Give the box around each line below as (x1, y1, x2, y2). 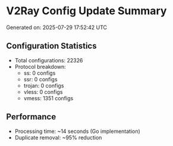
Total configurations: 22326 (14, 56, 83, 64)
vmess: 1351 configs (23, 94, 74, 101)
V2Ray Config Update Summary (6, 4, 167, 18)
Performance (6, 112, 56, 122)
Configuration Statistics (6, 41, 97, 51)
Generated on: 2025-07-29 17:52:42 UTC (6, 24, 108, 31)
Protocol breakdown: (14, 63, 67, 70)
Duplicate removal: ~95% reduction (14, 134, 102, 141)
